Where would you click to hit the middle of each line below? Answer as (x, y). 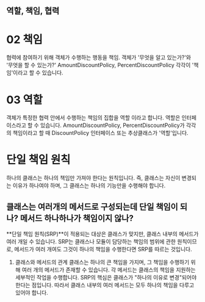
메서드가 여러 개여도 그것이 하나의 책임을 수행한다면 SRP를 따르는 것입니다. (103, 250)
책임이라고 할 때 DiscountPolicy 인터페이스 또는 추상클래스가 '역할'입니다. (100, 133)
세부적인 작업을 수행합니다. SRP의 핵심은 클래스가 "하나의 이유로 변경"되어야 (106, 278)
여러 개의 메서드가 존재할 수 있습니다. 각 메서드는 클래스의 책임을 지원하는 (109, 270)
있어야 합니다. (32, 293)
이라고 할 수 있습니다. (38, 73)
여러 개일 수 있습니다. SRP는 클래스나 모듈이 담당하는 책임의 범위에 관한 (91, 242)
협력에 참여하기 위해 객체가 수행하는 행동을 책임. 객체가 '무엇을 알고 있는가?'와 (99, 57)
